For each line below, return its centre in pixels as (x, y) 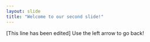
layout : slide (24, 11)
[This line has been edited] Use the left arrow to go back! (75, 33)
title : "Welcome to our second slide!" (55, 17)
